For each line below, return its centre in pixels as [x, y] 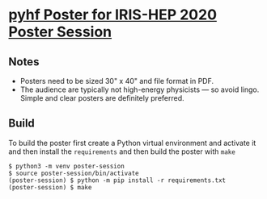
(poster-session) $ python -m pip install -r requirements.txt [117, 180]
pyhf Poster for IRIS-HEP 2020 [112, 15]
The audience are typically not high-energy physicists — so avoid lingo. [140, 89]
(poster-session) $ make [50, 187]
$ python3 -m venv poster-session [67, 166]
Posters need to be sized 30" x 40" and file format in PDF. [117, 81]
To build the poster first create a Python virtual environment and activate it [132, 143]
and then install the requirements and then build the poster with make [122, 151]
